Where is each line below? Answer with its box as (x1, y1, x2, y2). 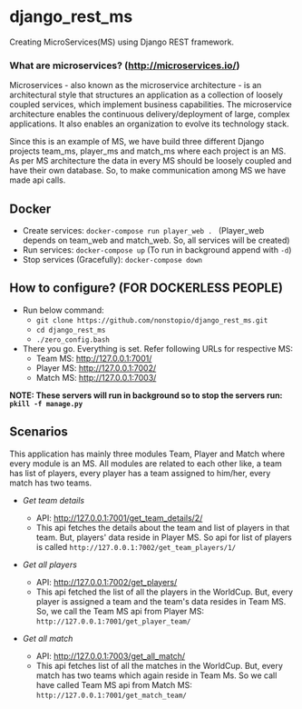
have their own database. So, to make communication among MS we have (9, 165, 287, 176)
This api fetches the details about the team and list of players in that (35, 522, 290, 533)
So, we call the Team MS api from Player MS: (35, 605, 204, 616)
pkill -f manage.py (9, 399, 83, 408)
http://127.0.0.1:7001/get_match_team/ (35, 691, 188, 700)
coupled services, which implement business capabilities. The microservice (9, 99, 293, 110)
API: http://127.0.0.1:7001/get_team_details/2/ (35, 512, 203, 524)
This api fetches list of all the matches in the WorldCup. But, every (35, 660, 284, 671)
